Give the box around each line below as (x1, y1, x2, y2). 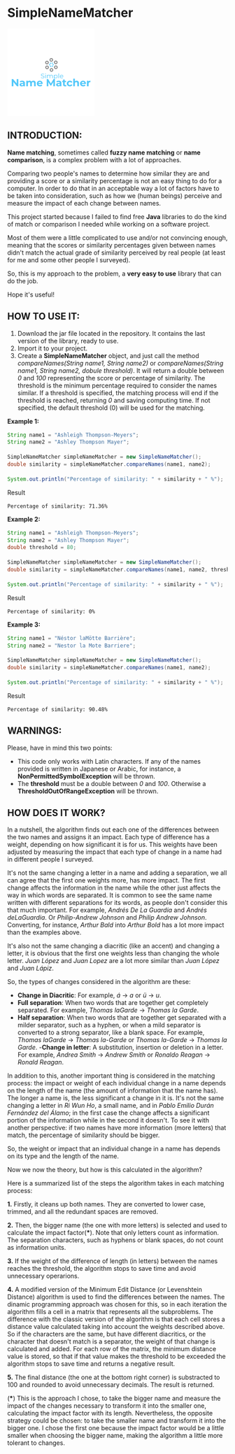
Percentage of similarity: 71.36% (7, 502, 108, 510)
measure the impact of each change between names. (7, 199, 162, 207)
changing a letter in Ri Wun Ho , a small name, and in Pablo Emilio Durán (7, 1102, 215, 1110)
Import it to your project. (17, 344, 88, 352)
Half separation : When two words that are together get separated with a (17, 1013, 227, 1022)
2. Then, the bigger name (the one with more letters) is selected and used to (7, 1221, 227, 1230)
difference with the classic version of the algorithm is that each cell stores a (7, 1315, 225, 1323)
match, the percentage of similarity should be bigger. (7, 1131, 160, 1139)
